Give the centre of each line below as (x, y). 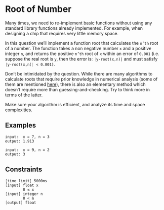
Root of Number (38, 9)
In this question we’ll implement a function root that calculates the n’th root (82, 43)
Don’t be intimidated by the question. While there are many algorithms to (79, 73)
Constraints (24, 170)
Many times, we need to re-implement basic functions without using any (79, 23)
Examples (20, 125)
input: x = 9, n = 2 (27, 150)
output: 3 (15, 154)
